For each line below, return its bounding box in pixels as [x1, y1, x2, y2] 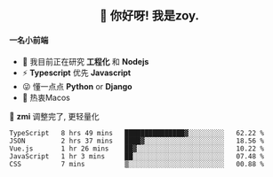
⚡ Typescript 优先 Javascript [21, 67, 132, 78]
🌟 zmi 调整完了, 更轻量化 [9, 111, 100, 121]
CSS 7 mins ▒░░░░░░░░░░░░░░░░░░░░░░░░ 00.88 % [9, 159, 265, 168]
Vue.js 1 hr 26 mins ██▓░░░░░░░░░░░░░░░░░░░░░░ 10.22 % [9, 144, 265, 153]
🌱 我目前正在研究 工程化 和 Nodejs [21, 56, 149, 66]
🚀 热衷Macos [21, 92, 71, 103]
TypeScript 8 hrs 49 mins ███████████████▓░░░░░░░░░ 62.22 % [9, 128, 265, 137]
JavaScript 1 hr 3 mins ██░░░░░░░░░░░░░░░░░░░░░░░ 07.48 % [9, 151, 265, 161]
